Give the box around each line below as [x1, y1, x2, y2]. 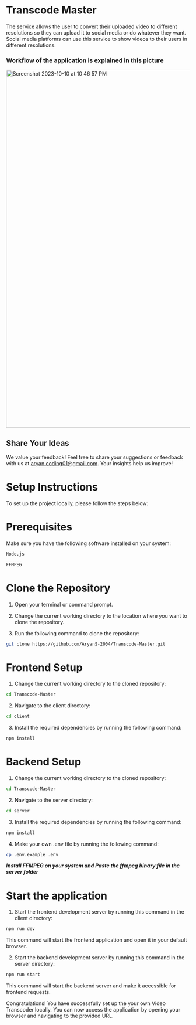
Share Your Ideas [6, 438, 69, 448]
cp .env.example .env [6, 852, 59, 857]
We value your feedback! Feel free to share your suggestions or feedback [6, 454, 183, 461]
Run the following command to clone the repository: [14, 629, 139, 636]
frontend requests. [6, 989, 51, 996]
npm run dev [6, 926, 35, 932]
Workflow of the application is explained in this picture [6, 56, 164, 64]
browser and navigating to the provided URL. [6, 1012, 114, 1020]
